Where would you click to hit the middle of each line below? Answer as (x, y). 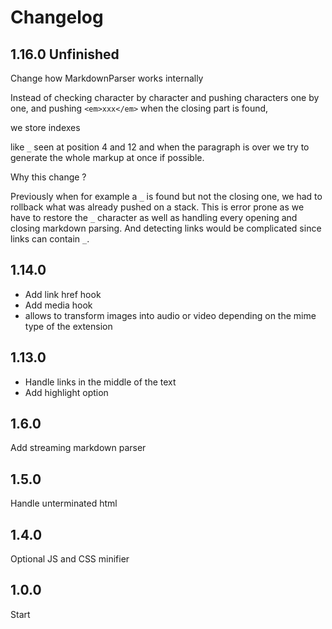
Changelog (57, 17)
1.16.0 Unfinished (65, 54)
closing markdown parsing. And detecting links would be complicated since (166, 228)
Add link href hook (63, 294)
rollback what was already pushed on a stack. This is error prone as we (157, 207)
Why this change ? (48, 177)
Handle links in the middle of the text (100, 382)
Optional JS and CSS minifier (70, 559)
